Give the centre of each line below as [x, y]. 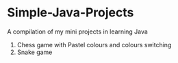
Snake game [35, 52]
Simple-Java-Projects [71, 13]
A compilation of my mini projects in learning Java [78, 32]
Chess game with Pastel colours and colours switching [94, 45]
